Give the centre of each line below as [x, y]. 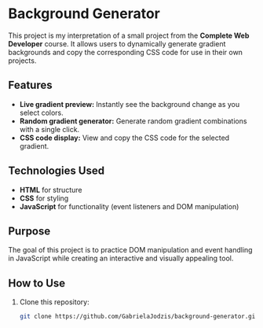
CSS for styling [44, 198]
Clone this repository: [54, 302]
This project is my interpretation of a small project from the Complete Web [129, 35]
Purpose [29, 231]
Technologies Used [56, 171]
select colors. [42, 112]
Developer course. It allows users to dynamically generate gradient [117, 43]
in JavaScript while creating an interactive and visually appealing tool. [121, 258]
